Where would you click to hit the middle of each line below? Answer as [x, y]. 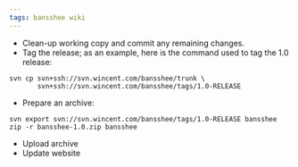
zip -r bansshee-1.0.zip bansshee [74, 127]
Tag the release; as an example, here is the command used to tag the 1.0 [155, 52]
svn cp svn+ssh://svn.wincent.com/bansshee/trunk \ [107, 78]
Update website [51, 153]
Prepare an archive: [58, 103]
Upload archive [50, 143]
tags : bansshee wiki [48, 17]
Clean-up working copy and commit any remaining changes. [133, 43]
